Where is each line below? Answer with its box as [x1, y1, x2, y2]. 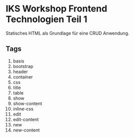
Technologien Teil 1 [6, 13, 87, 25]
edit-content [13, 116, 39, 122]
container [13, 73, 33, 80]
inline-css [13, 105, 34, 111]
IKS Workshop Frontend [6, 3, 107, 14]
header [13, 68, 28, 74]
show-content [13, 100, 42, 106]
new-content [13, 127, 40, 133]
